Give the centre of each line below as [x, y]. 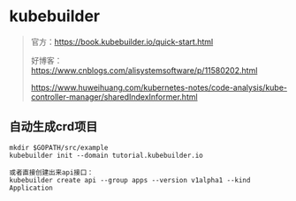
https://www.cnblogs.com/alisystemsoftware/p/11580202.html [144, 70]
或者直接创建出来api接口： [52, 172]
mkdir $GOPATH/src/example [59, 147]
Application [31, 188]
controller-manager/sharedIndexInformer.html [114, 97]
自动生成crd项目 [53, 127]
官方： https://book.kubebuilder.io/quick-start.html [122, 41]
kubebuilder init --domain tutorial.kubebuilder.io [106, 155]
